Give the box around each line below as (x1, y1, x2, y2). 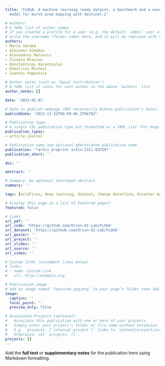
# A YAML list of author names (5, 25, 69, 30)
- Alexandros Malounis (5, 53, 52, 57)
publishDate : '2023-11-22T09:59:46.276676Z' (5, 111, 98, 116)
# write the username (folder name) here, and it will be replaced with (5, 34, 157, 39)
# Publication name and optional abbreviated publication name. (5, 142, 139, 147)
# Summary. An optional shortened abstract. (5, 178, 98, 183)
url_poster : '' (5, 232, 36, 237)
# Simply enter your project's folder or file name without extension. (5, 323, 160, 328)
